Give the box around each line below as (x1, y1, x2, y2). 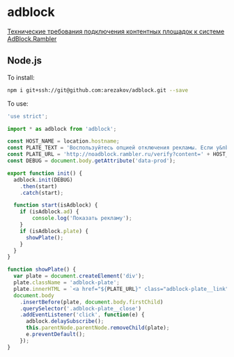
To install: (7, 73, 35, 81)
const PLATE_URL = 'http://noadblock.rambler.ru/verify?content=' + (7, 151, 210, 158)
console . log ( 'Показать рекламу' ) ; (32, 215, 132, 222)
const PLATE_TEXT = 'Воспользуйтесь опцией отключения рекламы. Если (7, 144, 214, 152)
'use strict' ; (7, 113, 49, 120)
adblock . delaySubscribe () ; (25, 318, 104, 325)
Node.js (7, 55, 42, 67)
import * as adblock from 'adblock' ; (7, 125, 117, 132)
